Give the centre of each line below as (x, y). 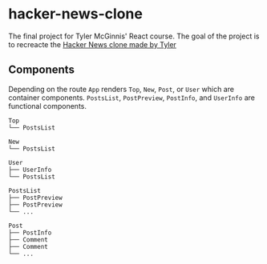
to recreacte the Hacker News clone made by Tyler (92, 44)
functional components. (47, 106)
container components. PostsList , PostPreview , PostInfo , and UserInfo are (131, 98)
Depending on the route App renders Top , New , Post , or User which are (121, 89)
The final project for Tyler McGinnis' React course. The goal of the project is (134, 36)
